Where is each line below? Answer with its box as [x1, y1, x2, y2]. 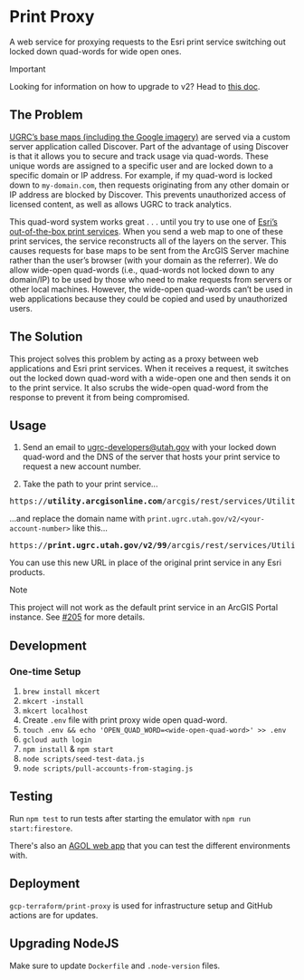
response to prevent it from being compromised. [9, 391, 190, 402]
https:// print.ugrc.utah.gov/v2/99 [9, 541, 167, 551]
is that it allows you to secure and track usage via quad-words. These [9, 150, 269, 161]
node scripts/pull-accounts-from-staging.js [22, 764, 194, 773]
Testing [9, 789, 53, 804]
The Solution [9, 329, 83, 345]
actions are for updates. [9, 909, 99, 920]
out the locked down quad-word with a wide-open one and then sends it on [9, 372, 291, 383]
